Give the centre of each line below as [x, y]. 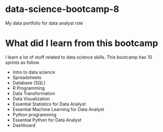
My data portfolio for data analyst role [44, 23]
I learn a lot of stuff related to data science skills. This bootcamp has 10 [79, 57]
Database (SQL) [29, 82]
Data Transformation [34, 93]
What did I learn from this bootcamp [82, 43]
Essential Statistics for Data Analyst [49, 104]
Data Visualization [31, 98]
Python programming [34, 114]
